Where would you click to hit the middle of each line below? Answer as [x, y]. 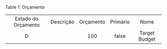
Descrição [62, 22]
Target [147, 33]
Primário [120, 22]
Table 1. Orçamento [25, 7]
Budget [147, 39]
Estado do [27, 19]
